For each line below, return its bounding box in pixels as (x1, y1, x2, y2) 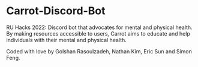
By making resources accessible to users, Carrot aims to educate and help (6, 30, 190, 37)
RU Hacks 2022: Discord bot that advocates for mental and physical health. (6, 24, 193, 31)
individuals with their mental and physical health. (6, 36, 127, 43)
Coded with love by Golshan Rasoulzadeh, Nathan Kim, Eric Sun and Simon (6, 47, 192, 55)
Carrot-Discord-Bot (6, 4, 106, 18)
